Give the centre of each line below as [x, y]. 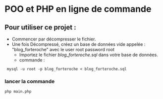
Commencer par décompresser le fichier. [54, 39]
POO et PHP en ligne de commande [78, 9]
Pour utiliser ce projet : [40, 27]
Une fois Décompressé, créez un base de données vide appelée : [79, 44]
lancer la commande [30, 81]
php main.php [18, 92]
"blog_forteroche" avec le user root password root [63, 49]
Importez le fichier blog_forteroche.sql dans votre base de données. [88, 55]
